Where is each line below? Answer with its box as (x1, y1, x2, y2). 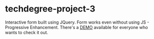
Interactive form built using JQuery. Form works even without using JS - (5, 19, 150, 25)
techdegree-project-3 (5, 3, 96, 14)
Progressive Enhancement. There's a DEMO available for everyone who (5, 24, 148, 30)
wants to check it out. (5, 29, 49, 35)
